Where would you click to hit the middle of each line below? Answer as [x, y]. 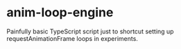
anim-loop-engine [60, 13]
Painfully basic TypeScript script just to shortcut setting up [90, 31]
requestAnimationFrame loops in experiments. [72, 38]
